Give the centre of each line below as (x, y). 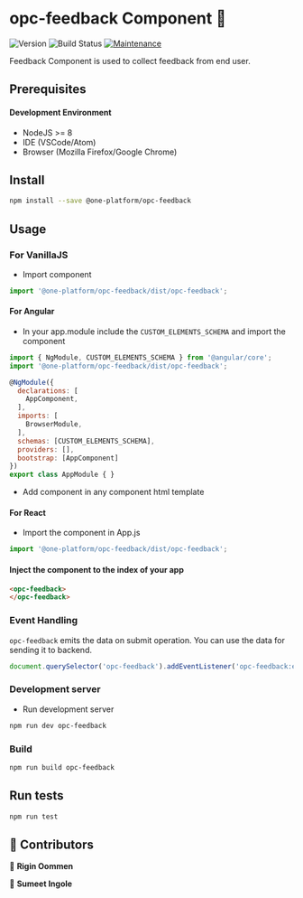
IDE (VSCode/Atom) (59, 142)
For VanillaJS (39, 255)
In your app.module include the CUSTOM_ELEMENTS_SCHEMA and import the (154, 331)
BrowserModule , (54, 425)
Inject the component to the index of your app (97, 569)
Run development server (68, 709)
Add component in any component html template (113, 492)
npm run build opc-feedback (62, 767)
